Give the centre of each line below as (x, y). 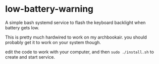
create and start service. (30, 57)
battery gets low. (22, 27)
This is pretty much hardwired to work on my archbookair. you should (76, 37)
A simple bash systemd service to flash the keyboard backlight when (76, 22)
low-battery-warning (49, 9)
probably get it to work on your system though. (53, 42)
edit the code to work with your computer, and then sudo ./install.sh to (80, 52)
